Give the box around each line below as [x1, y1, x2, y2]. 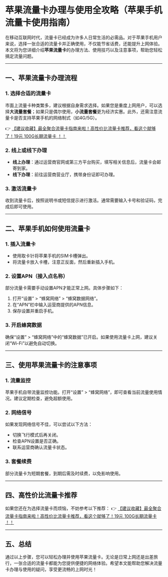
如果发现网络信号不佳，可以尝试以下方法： [5, 422, 93, 428]
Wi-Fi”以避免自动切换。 [11, 340, 60, 346]
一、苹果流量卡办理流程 [5, 74, 77, 82]
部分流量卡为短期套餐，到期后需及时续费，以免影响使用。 [5, 470, 123, 476]
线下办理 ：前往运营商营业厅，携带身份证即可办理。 [12, 171, 118, 177]
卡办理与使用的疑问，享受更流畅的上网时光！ [5, 567, 97, 573]
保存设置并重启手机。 [12, 308, 56, 314]
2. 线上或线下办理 [5, 146, 47, 153]
